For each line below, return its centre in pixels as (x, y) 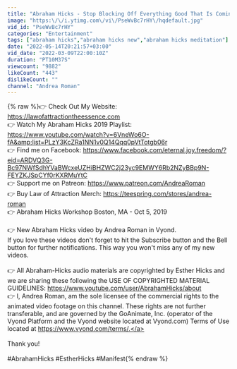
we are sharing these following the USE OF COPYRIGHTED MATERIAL (109, 281)
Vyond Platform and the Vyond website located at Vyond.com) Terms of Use (119, 321)
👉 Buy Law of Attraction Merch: (55, 194)
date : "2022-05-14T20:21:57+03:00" (60, 47)
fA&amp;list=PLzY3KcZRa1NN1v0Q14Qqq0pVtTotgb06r (87, 143)
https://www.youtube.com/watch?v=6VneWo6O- (78, 135)
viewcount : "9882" (34, 66)
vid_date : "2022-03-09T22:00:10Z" (58, 54)
